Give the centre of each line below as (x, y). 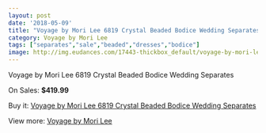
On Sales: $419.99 (39, 90)
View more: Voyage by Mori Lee (60, 121)
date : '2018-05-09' (40, 23)
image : (19, 52)
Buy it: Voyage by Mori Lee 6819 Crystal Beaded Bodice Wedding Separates (132, 105)
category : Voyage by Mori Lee (58, 38)
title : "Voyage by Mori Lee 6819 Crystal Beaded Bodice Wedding (116, 30)
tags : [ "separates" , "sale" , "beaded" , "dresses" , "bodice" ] (104, 45)
